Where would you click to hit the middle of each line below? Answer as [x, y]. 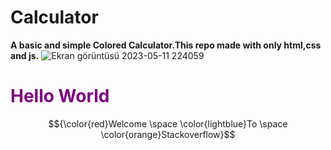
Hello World [60, 96]
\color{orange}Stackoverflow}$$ [168, 134]
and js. [25, 55]
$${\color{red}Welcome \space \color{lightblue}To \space [168, 123]
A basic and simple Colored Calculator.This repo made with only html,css [166, 45]
